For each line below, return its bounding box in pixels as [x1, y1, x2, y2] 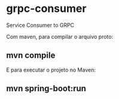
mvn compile [6, 50, 56, 61]
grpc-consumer [6, 2, 87, 16]
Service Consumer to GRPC [6, 21, 75, 29]
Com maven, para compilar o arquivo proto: [6, 33, 114, 40]
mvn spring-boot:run [6, 83, 87, 94]
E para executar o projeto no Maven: [6, 66, 96, 73]
